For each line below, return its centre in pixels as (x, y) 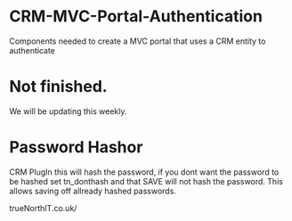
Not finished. (59, 87)
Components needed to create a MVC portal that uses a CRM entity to (138, 41)
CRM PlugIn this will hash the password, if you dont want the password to (144, 172)
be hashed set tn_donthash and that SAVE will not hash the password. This (146, 181)
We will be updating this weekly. (68, 111)
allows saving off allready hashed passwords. (93, 191)
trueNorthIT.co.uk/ (43, 208)
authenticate (32, 50)
